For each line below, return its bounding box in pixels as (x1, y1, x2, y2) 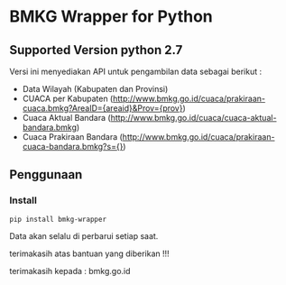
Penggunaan (9, 167, 83, 182)
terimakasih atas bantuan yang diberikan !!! (9, 248, 170, 259)
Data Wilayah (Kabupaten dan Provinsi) (22, 84, 169, 94)
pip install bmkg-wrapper (9, 215, 106, 224)
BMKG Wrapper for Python (9, 6, 214, 27)
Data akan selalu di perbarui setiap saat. (9, 230, 159, 241)
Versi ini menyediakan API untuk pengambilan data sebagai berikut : (9, 66, 263, 77)
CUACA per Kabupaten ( (22, 93, 114, 104)
